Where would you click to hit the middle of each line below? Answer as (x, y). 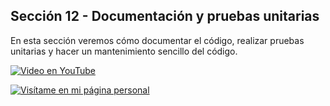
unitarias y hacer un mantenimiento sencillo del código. (124, 51)
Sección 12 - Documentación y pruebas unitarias (165, 16)
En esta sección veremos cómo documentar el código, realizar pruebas (157, 40)
